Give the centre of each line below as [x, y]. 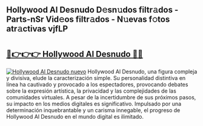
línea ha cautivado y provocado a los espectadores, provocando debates [97, 85]
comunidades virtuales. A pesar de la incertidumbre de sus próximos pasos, [101, 97]
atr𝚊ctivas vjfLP [37, 29]
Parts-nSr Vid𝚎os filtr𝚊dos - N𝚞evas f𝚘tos [88, 20]
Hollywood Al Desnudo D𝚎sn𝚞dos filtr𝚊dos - [92, 10]
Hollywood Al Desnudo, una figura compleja [142, 71]
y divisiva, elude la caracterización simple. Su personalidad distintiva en [96, 78]
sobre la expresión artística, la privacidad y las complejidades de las [92, 91]
